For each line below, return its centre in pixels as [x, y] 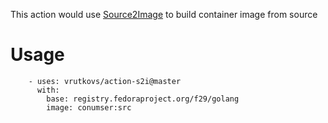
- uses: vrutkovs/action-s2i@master [105, 81]
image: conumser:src [89, 107]
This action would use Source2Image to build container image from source [164, 14]
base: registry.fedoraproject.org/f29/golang [143, 99]
